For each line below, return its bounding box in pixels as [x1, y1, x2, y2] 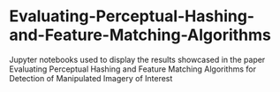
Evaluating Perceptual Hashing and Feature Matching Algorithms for [9, 64, 256, 74]
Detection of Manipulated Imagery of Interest [9, 73, 173, 83]
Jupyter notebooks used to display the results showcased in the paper [9, 54, 266, 65]
